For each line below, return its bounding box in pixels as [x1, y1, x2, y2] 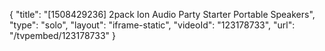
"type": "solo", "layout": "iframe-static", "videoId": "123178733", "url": [9, 19, 296, 31]
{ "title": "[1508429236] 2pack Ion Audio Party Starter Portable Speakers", [9, 9, 316, 20]
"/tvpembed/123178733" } [9, 30, 117, 41]
